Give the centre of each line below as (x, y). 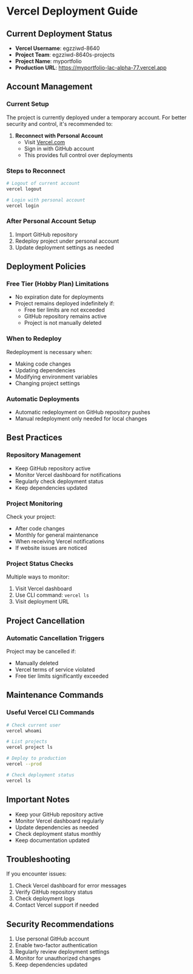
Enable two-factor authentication (56, 945)
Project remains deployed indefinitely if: (65, 304)
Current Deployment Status (59, 34)
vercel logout (24, 189)
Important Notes (38, 800)
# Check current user (34, 725)
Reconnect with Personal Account (59, 136)
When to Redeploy (34, 339)
